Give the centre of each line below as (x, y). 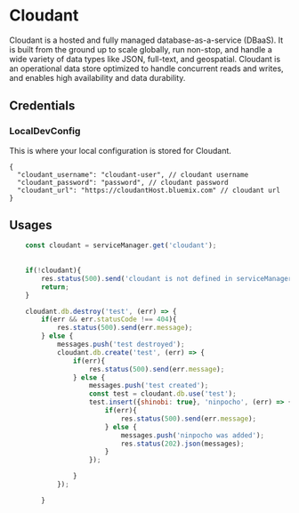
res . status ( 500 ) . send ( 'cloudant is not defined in (137, 278)
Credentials (42, 106)
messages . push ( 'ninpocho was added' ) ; (193, 435)
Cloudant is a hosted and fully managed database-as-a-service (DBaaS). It (146, 40)
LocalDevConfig (45, 132)
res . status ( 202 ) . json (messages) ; (182, 444)
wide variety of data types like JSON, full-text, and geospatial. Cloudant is (145, 59)
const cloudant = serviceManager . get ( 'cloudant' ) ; (121, 245)
